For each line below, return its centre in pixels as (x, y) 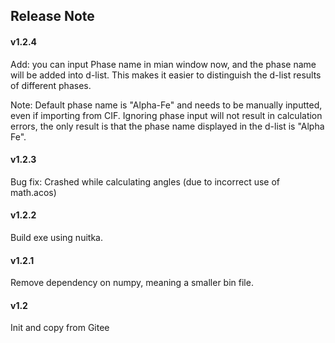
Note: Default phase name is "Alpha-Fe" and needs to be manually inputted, (166, 105)
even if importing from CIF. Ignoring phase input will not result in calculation (166, 115)
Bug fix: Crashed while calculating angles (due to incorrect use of (145, 181)
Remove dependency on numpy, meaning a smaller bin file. (132, 283)
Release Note (52, 16)
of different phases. (51, 85)
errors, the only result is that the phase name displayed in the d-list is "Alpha (167, 126)
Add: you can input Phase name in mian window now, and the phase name (163, 64)
